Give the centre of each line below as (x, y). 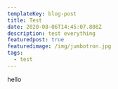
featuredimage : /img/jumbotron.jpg (59, 46)
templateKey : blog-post (42, 14)
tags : (15, 53)
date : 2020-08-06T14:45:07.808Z (54, 27)
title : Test (25, 20)
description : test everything (52, 33)
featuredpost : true (36, 40)
